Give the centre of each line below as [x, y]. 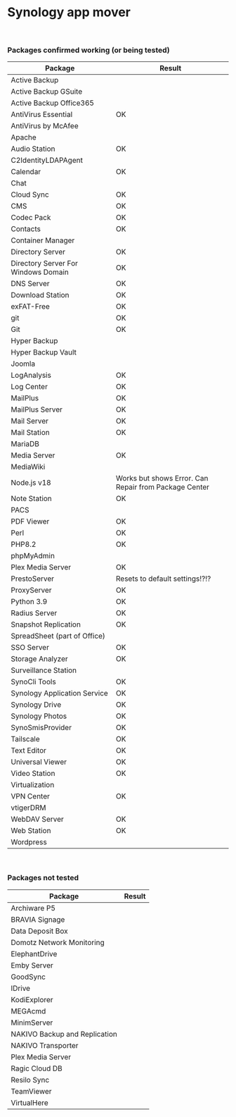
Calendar [26, 172]
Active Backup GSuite [47, 92]
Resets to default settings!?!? [163, 579]
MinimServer [32, 1023]
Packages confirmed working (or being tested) [88, 50]
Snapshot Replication [46, 624]
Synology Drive [36, 705]
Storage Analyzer [39, 659]
